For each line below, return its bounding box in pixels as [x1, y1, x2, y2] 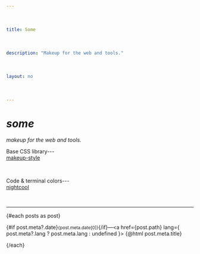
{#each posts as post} [6, 212, 61, 219]
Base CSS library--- [6, 148, 55, 155]
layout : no [6, 73, 33, 79]
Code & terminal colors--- [6, 177, 70, 184]
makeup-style [6, 154, 40, 161]
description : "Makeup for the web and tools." [6, 50, 124, 56]
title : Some [6, 26, 36, 33]
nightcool [6, 184, 30, 191]
